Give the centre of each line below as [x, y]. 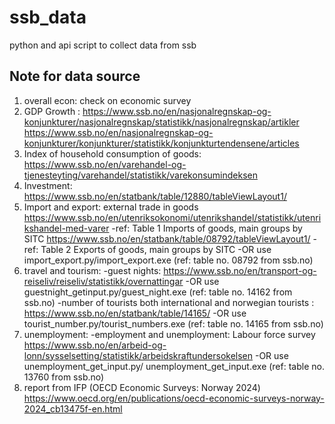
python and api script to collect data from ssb [103, 45]
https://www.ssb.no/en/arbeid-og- [95, 345]
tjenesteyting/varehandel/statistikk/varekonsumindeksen [140, 175]
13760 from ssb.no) [64, 377]
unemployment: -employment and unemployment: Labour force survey [169, 334]
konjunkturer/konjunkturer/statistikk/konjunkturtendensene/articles [161, 143]
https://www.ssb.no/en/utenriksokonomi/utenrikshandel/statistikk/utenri [172, 217]
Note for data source [75, 76]
